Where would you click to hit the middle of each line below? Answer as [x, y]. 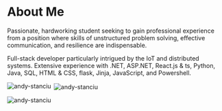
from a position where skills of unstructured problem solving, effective [106, 37]
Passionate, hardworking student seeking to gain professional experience [111, 31]
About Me [36, 12]
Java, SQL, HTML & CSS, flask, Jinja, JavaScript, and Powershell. [99, 73]
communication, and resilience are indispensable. [77, 45]
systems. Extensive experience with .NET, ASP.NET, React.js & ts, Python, [111, 65]
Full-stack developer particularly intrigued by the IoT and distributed [103, 58]
